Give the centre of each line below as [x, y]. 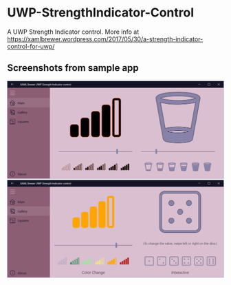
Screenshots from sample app [73, 68]
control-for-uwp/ [31, 46]
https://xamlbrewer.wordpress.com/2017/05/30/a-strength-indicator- [105, 39]
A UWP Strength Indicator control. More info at [73, 32]
